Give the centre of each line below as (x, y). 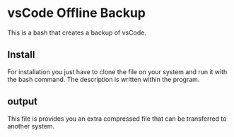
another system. (31, 126)
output (22, 101)
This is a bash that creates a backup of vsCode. (77, 32)
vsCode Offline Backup (77, 13)
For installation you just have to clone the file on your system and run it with (117, 71)
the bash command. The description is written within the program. (104, 79)
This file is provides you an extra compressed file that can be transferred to (117, 119)
